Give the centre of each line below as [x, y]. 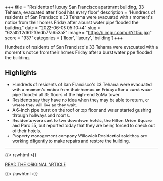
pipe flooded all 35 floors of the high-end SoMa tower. [66, 94]
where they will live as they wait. [44, 105]
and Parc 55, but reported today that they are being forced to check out [83, 125]
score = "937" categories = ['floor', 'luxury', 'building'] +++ [64, 38]
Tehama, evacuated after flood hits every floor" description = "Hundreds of [80, 12]
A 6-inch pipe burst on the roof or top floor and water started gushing [82, 110]
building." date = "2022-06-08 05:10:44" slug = [53, 28]
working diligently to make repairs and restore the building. [71, 141]
